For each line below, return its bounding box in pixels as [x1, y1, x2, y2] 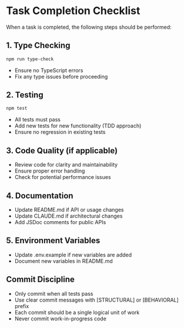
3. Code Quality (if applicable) [6, 146, 118, 155]
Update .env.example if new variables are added [14, 251, 132, 258]
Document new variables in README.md [14, 257, 113, 265]
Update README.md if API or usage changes [14, 206, 124, 213]
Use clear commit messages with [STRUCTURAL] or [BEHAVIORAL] [14, 296, 179, 303]
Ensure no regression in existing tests [14, 129, 106, 136]
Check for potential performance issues [14, 174, 111, 181]
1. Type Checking [6, 40, 71, 50]
